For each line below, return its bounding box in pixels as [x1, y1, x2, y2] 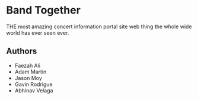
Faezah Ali [14, 62, 40, 69]
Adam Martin [14, 68, 47, 75]
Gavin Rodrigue [14, 81, 53, 88]
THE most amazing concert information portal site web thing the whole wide [6, 23, 192, 30]
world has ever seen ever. [6, 29, 69, 36]
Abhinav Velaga [14, 86, 53, 94]
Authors [6, 46, 37, 56]
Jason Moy [14, 74, 43, 81]
